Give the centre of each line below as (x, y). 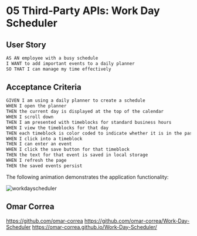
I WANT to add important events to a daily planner (70, 63)
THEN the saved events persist (44, 166)
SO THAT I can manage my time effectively (59, 69)
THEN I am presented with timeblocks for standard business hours (89, 122)
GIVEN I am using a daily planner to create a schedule (76, 100)
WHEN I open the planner (36, 106)
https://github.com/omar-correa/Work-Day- (137, 221)
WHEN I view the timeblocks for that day (57, 128)
